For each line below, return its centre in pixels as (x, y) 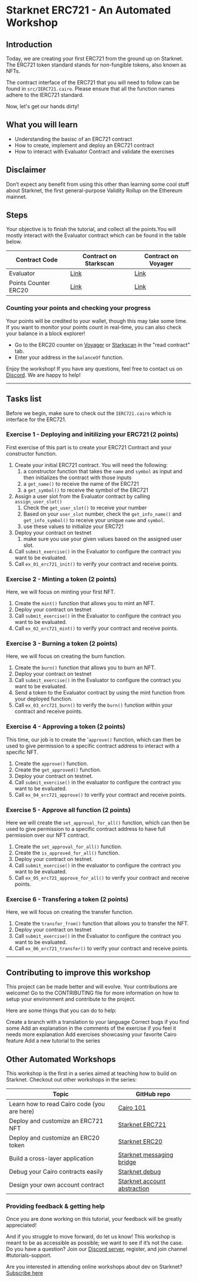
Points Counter (30, 283)
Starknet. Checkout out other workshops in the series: (71, 1079)
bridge (127, 1162)
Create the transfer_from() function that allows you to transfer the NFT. (102, 923)
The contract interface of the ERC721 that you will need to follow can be (93, 82)
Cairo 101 (132, 1107)
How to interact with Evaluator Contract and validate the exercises (94, 151)
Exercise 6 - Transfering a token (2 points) (67, 899)
